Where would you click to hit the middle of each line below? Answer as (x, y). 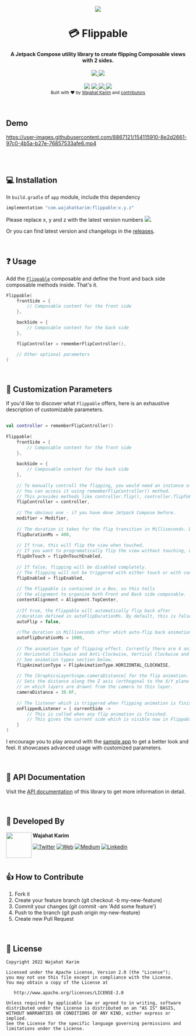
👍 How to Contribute (45, 877)
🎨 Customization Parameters (59, 389)
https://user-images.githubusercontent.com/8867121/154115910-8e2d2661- (97, 137)
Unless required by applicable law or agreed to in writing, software (94, 1003)
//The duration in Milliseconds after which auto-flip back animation (104, 632)
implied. (17, 1018)
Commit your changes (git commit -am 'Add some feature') (85, 907)
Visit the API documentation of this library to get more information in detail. (96, 791)
